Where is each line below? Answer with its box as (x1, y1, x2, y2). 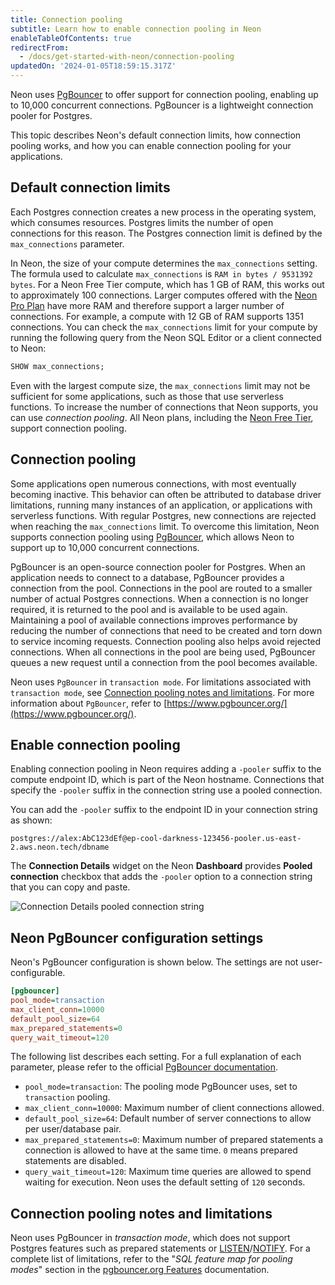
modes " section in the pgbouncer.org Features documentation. (10, 1264, 270, 1276)
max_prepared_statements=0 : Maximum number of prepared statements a (24, 1134, 324, 1146)
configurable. (10, 967, 66, 979)
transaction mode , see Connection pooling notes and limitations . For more (10, 686, 315, 698)
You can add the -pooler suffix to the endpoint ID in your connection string (10, 804, 318, 816)
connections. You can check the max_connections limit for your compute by (10, 321, 318, 333)
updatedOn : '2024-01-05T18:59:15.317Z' (10, 61, 177, 71)
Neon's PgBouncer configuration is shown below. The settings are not (10, 956, 299, 968)
